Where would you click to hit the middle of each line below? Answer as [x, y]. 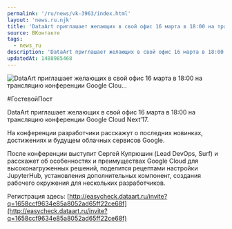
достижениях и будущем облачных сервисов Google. [86, 140]
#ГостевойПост [30, 99]
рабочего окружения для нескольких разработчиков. [86, 183]
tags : [15, 39]
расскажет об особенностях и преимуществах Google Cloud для [103, 161]
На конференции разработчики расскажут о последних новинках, [105, 132]
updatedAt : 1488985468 [40, 59]
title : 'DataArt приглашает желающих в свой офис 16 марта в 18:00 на [111, 26]
